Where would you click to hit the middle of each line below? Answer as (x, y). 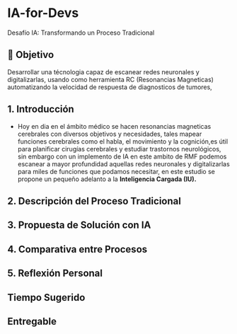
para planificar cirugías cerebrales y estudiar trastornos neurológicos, (119, 149)
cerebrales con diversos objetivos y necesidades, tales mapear (110, 134)
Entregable (32, 321)
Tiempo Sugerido (46, 298)
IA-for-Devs (43, 13)
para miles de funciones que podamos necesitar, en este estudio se (116, 171)
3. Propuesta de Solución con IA (79, 225)
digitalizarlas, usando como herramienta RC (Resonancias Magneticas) (111, 79)
